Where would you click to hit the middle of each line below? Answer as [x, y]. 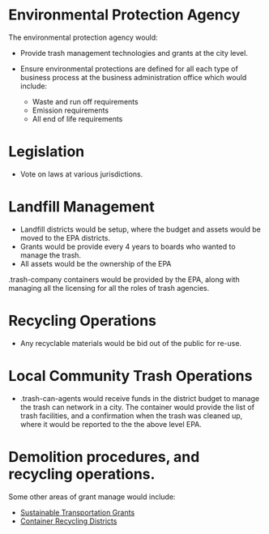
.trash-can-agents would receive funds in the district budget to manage [140, 398]
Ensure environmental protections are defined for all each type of [129, 68]
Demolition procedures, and [104, 457]
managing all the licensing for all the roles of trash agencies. [109, 288]
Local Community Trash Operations [130, 376]
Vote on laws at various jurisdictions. [81, 174]
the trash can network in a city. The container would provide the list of [137, 407]
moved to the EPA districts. [65, 237]
